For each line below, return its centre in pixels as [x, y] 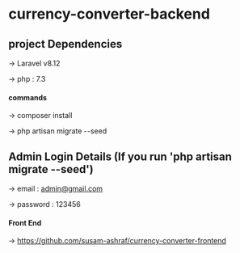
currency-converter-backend [109, 14]
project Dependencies [65, 44]
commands [27, 97]
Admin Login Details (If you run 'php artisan [120, 156]
